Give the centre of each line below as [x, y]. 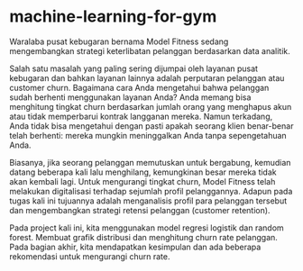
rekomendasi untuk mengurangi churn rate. [90, 256]
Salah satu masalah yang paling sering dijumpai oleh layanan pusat [134, 68]
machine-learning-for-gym [113, 17]
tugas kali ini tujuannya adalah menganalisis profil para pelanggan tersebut [148, 201]
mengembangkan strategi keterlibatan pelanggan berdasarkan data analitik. [150, 50]
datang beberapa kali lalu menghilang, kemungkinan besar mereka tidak [143, 172]
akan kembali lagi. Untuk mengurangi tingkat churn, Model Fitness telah [142, 181]
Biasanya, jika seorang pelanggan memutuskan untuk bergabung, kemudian [150, 162]
